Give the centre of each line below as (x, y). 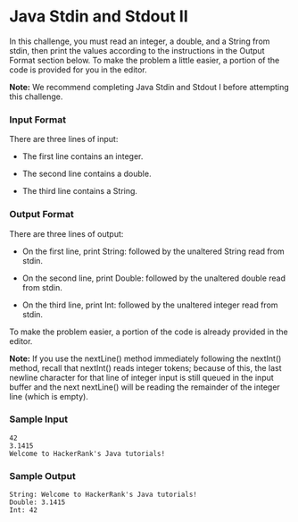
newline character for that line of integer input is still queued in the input (141, 377)
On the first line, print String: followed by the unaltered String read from (153, 251)
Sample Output (42, 476)
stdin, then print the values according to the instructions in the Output (137, 50)
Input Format (38, 120)
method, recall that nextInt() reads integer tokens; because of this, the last (146, 367)
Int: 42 (24, 510)
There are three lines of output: (66, 233)
